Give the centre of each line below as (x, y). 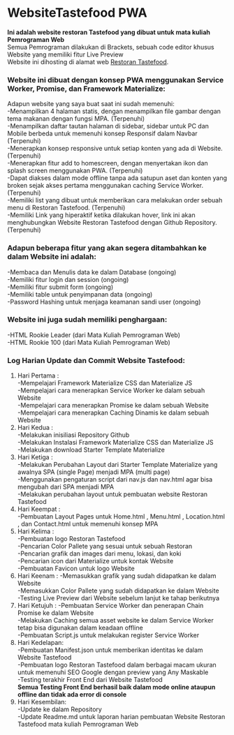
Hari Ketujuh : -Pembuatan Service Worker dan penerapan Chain (110, 606)
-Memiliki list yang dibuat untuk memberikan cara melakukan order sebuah (115, 200)
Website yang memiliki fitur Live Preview (65, 54)
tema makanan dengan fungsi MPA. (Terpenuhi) (76, 119)
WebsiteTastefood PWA (78, 13)
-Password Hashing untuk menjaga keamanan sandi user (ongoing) (104, 302)
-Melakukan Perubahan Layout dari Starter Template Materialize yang (117, 465)
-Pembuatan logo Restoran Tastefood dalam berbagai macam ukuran (117, 665)
